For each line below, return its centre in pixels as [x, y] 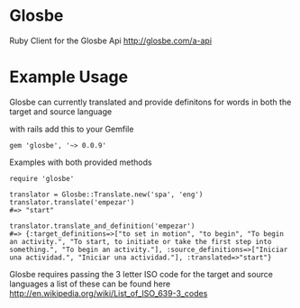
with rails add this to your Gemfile [72, 129]
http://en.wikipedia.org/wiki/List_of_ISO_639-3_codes [109, 293]
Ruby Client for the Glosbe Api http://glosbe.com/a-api [111, 41]
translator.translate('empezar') [72, 202]
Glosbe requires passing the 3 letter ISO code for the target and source [141, 274]
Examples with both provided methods [81, 162]
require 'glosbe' [42, 178]
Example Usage [69, 77]
